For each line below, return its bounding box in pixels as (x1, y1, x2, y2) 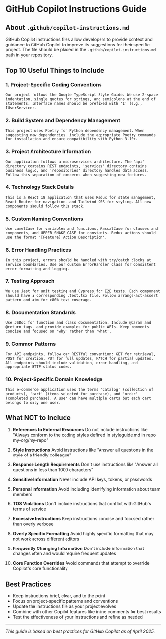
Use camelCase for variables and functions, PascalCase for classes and (5, 226, 158, 231)
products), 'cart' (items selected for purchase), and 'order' (5, 392, 138, 397)
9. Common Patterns (5, 340, 56, 347)
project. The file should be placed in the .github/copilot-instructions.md (5, 47, 156, 52)
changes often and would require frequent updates (12, 550, 116, 557)
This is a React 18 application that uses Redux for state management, (5, 195, 156, 200)
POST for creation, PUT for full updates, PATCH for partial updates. (5, 356, 154, 361)
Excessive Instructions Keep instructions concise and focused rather (12, 516, 155, 522)
